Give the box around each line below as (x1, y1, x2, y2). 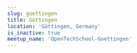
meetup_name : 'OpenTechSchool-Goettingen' (7, 36, 132, 43)
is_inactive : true (7, 29, 61, 36)
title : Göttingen (7, 17, 58, 23)
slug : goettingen (7, 10, 58, 17)
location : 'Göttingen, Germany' (7, 23, 101, 30)
